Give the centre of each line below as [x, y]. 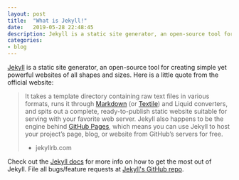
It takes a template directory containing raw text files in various [117, 96]
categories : [25, 41]
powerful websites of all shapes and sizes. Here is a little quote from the [113, 75]
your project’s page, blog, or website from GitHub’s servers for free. [124, 134]
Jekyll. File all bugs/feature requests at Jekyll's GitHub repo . [96, 169]
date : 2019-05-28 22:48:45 [51, 27]
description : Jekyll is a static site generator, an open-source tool [114, 34]
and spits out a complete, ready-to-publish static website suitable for [126, 111]
